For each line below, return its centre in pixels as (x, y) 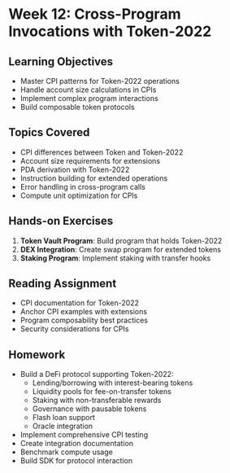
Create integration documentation (77, 444)
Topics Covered (49, 132)
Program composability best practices (84, 320)
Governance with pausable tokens (89, 409)
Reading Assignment (63, 284)
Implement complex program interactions (89, 98)
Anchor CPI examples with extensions (84, 312)
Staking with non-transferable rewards (97, 401)
